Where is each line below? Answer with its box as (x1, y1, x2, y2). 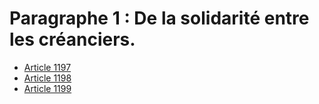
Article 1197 (23, 61, 72, 73)
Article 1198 (23, 72, 72, 84)
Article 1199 (23, 82, 72, 94)
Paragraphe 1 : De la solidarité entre (9, 7, 310, 30)
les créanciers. (9, 28, 136, 51)
